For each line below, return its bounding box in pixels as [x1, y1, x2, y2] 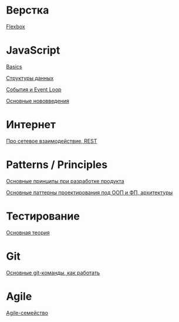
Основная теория [6, 229, 50, 236]
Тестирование [6, 210, 80, 223]
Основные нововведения [6, 97, 69, 104]
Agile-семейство [6, 309, 49, 316]
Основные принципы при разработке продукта [6, 177, 124, 184]
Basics [6, 63, 22, 70]
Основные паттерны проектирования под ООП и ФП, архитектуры [6, 189, 173, 196]
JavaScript [6, 44, 60, 57]
